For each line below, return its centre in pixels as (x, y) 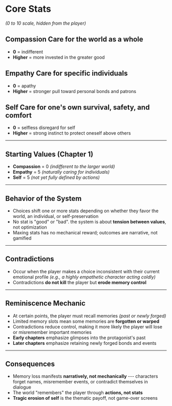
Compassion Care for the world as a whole (74, 39)
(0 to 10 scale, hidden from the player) (46, 23)
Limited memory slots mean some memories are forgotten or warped (86, 321)
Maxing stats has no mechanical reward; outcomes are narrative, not (85, 233)
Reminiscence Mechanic (46, 303)
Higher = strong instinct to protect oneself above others (72, 133)
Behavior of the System (44, 198)
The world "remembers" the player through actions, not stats (78, 393)
